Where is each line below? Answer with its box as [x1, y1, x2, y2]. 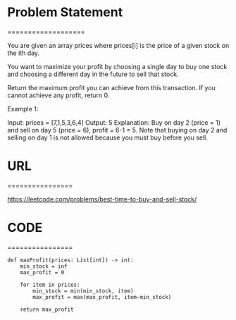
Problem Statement [7, 4, 123, 20]
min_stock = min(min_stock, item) [32, 287, 134, 295]
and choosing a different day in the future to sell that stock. [7, 70, 179, 78]
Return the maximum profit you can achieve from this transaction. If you [7, 83, 216, 92]
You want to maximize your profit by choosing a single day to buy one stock [7, 62, 228, 70]
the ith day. [7, 49, 40, 57]
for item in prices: [20, 281, 80, 288]
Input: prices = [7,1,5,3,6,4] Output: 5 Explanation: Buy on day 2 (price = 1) [7, 118, 221, 127]
